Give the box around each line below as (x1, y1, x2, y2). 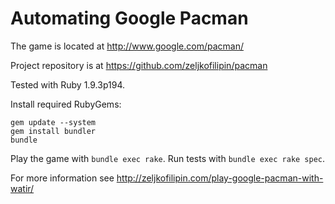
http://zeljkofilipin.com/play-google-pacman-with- (116, 172, 324, 184)
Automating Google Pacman (10, 7, 249, 30)
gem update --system (10, 117, 97, 127)
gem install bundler (10, 126, 97, 136)
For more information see (10, 172, 115, 184)
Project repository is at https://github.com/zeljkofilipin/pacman (10, 59, 268, 71)
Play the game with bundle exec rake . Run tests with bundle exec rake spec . (10, 152, 326, 164)
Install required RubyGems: (10, 98, 122, 110)
